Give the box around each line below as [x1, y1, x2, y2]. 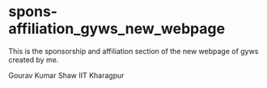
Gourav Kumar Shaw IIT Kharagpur [8, 70, 125, 80]
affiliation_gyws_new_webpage [8, 19, 225, 38]
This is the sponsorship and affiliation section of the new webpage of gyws [8, 46, 259, 56]
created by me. [8, 55, 59, 65]
